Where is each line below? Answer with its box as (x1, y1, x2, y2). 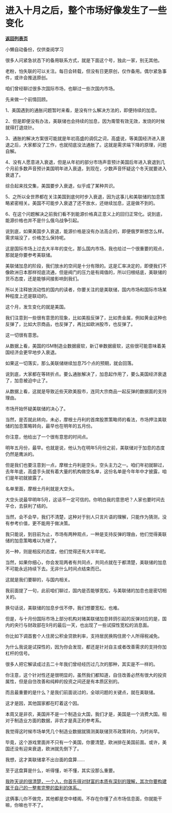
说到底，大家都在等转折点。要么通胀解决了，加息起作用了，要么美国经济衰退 (5, 371, 167, 377)
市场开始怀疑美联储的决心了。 (5, 405, 68, 411)
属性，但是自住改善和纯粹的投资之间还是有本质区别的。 (5, 678, 122, 684)
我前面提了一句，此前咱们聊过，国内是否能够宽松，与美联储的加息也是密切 (5, 587, 162, 593)
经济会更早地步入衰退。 (9, 349, 59, 355)
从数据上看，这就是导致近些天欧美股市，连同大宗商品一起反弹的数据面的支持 (5, 388, 167, 394)
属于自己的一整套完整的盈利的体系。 (5, 784, 82, 790)
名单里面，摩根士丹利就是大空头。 (5, 485, 77, 492)
